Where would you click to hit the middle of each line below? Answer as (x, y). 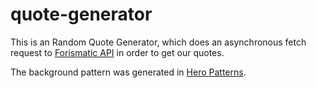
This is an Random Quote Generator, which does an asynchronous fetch (158, 42)
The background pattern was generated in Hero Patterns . (128, 72)
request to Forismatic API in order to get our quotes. (117, 52)
